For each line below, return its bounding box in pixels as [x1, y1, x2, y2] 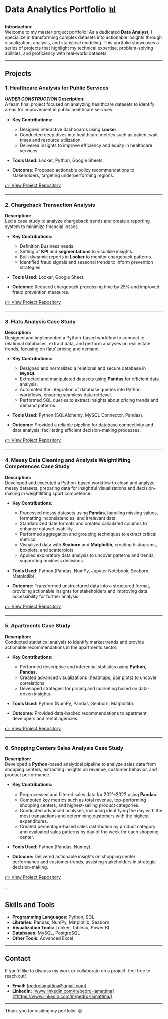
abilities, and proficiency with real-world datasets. [5, 50, 108, 56]
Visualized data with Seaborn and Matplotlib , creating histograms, [19, 541, 157, 547]
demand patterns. [19, 402, 57, 409]
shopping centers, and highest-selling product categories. [19, 802, 140, 808]
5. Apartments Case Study [5, 622, 71, 629]
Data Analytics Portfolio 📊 [5, 4, 117, 15]
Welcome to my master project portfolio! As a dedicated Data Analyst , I [5, 29, 152, 35]
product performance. [5, 772, 51, 778]
